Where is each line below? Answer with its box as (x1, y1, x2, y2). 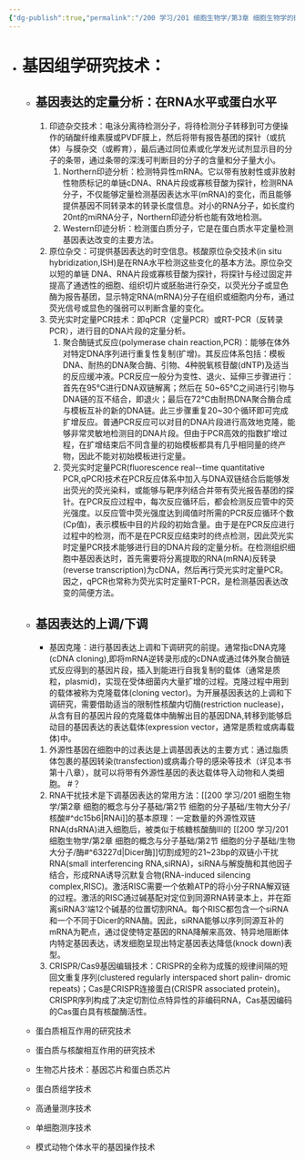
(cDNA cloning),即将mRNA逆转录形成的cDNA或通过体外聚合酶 (48, 653, 282, 665)
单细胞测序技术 (35, 1122, 92, 1134)
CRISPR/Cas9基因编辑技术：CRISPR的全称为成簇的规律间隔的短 (48, 961, 289, 972)
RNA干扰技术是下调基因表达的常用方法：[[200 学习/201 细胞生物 (48, 789, 291, 801)
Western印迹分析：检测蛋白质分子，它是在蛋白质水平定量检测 (62, 222, 294, 233)
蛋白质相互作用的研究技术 (35, 1025, 132, 1036)
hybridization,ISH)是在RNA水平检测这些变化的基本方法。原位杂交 (48, 257, 293, 268)
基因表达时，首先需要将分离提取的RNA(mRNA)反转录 (78, 553, 277, 564)
